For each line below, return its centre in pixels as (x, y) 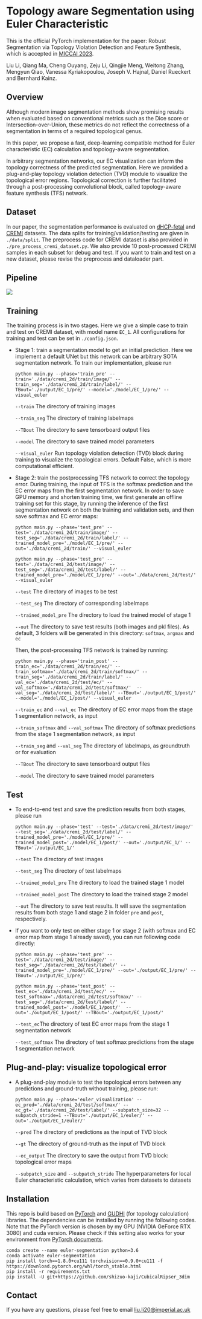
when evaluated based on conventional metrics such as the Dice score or (97, 118)
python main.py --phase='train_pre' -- (65, 374)
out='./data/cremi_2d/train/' (53, 549)
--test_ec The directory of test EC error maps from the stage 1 (92, 1024)
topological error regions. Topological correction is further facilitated (91, 180)
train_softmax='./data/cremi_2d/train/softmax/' (77, 672)
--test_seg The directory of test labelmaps (68, 871)
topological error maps (43, 1162)
